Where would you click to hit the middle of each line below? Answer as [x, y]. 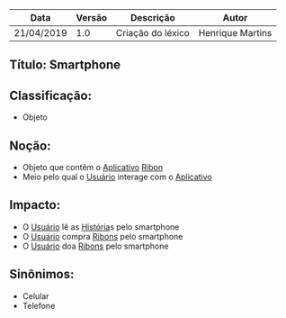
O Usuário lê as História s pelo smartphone [101, 227]
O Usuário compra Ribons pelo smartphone [103, 236]
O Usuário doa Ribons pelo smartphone [95, 246]
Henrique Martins [235, 33]
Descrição [152, 18]
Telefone [39, 305]
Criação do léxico [153, 33]
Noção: [30, 145]
